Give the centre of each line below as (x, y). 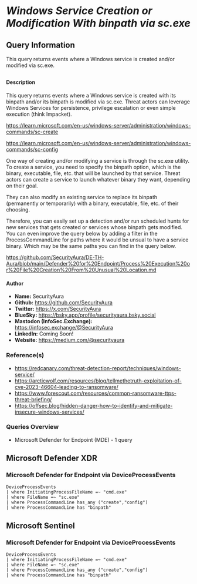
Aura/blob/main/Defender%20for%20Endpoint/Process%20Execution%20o (98, 264)
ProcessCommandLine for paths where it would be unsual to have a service (97, 240)
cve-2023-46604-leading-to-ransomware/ (67, 387)
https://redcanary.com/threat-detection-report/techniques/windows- (98, 368)
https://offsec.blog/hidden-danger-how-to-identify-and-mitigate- (94, 405)
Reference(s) (25, 355)
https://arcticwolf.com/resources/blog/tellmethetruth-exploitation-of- (98, 381)
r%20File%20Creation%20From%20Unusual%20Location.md (81, 270)
